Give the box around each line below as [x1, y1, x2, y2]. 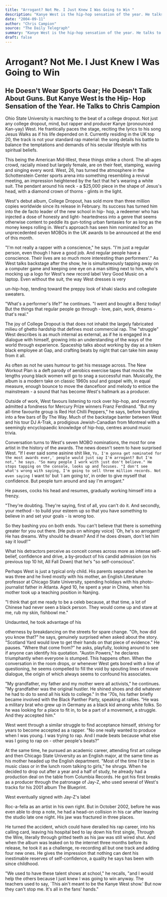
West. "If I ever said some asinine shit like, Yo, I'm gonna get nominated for [5, 450, 162, 456]
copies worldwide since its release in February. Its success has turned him [5, 203, 158, 209]
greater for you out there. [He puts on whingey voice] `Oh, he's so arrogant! [5, 527, 160, 534]
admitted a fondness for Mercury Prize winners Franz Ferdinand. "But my [5, 403, 155, 409]
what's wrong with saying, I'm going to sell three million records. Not [5, 468, 162, 473]
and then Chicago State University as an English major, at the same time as [5, 752, 159, 758]
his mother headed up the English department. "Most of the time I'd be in [5, 758, 155, 764]
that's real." [5, 311, 29, 317]
